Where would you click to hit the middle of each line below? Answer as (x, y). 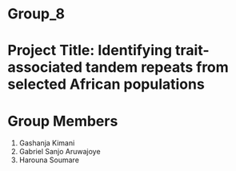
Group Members (63, 121)
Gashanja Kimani (47, 143)
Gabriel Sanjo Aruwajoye (60, 152)
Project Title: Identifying (90, 51)
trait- (192, 51)
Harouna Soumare (49, 160)
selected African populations (106, 84)
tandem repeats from (157, 68)
